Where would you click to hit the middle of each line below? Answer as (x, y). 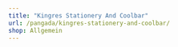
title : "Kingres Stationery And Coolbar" (79, 16)
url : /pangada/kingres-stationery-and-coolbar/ (89, 23)
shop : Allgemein (35, 30)
